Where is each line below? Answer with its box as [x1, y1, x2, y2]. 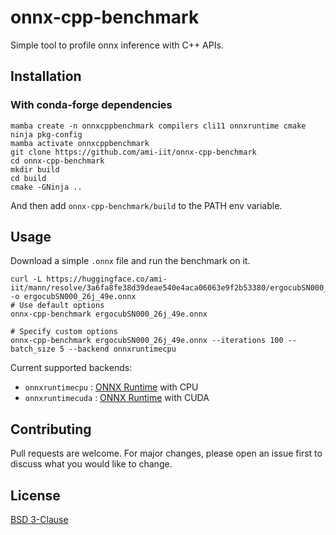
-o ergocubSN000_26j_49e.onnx [10, 292, 137, 302]
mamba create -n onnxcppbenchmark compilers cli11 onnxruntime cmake [10, 121, 307, 131]
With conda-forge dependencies [10, 98, 173, 112]
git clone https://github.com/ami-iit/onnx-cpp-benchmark [10, 147, 257, 157]
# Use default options [10, 301, 105, 311]
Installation [10, 68, 82, 85]
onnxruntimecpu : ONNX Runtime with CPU [24, 381, 199, 393]
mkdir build [10, 164, 60, 175]
